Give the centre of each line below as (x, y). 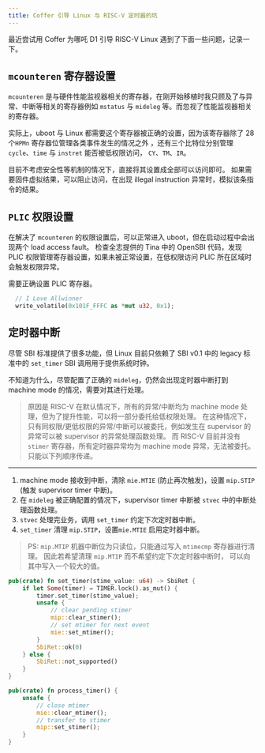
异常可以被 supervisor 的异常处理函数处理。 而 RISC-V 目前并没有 (134, 436)
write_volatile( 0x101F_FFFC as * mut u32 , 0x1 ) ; (95, 306)
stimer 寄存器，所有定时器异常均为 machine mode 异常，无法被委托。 (141, 446)
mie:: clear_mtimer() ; (72, 713)
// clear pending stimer (91, 610)
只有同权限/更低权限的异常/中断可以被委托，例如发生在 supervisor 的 (139, 426)
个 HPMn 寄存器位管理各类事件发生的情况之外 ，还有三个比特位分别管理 (121, 143)
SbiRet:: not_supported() (77, 662)
